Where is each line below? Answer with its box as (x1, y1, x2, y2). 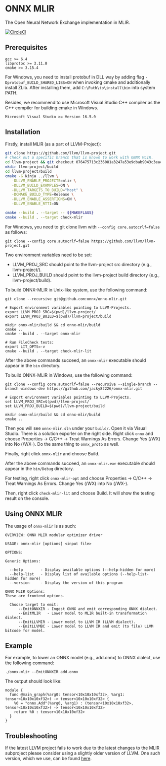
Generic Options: (5, 558, 41, 563)
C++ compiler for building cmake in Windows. (5, 105, 99, 111)
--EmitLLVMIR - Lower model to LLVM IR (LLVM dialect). (18, 619, 136, 625)
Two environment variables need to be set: (5, 252, 92, 258)
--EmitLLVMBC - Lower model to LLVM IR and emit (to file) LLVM (18, 624, 154, 628)
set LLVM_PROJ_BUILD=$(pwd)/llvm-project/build (5, 403, 105, 409)
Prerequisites (5, 43, 47, 52)
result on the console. (5, 495, 49, 501)
